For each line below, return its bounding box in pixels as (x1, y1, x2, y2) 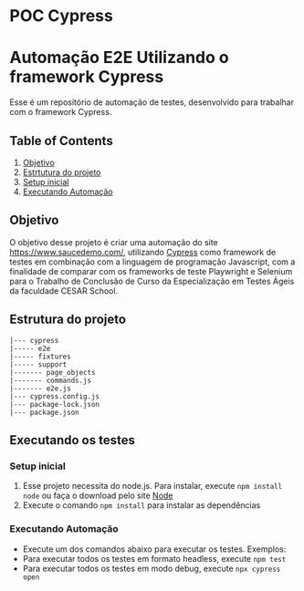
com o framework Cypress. (9, 107, 112, 118)
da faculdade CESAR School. (9, 285, 119, 296)
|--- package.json (9, 408, 79, 417)
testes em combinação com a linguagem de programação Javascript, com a (9, 256, 296, 267)
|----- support (9, 359, 68, 369)
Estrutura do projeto (9, 312, 126, 327)
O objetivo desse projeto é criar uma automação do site (9, 236, 219, 247)
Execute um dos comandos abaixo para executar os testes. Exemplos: (22, 544, 287, 555)
